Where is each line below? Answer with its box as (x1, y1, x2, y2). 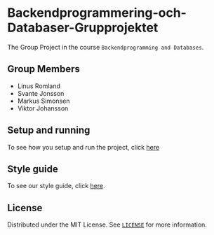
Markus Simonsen (17, 97, 70, 105)
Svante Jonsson (17, 89, 65, 97)
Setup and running (7, 124, 91, 136)
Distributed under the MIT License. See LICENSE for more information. (7, 220, 207, 229)
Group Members (7, 63, 81, 75)
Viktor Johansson (17, 104, 69, 113)
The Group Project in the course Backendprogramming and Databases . (7, 43, 204, 51)
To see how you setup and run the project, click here (7, 143, 160, 151)
